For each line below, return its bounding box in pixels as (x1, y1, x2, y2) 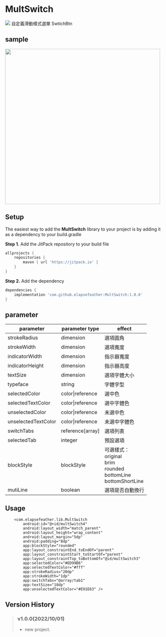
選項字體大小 (104, 372, 135, 379)
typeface (7, 381, 29, 388)
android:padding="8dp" (23, 539, 70, 544)
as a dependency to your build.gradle (5, 231, 82, 237)
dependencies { (5, 287, 37, 293)
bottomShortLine (104, 478, 144, 485)
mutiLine (7, 486, 28, 493)
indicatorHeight (7, 362, 44, 369)
